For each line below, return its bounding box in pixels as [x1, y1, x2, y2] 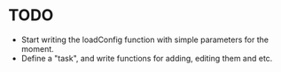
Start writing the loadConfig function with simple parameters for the [20, 34, 269, 45]
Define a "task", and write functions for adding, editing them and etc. [20, 53, 273, 63]
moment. [20, 43, 54, 54]
